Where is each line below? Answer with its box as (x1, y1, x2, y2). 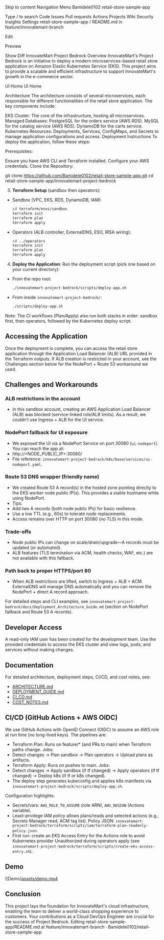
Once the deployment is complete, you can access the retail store (5, 345, 138, 351)
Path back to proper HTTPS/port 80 (5, 568, 92, 575)
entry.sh (12, 849, 30, 854)
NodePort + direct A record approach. (12, 589, 89, 595)
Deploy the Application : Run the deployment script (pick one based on (12, 261, 156, 267)
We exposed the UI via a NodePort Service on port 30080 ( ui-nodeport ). (12, 440, 159, 446)
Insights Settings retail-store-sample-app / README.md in (5, 19, 122, 25)
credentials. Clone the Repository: (5, 163, 74, 169)
